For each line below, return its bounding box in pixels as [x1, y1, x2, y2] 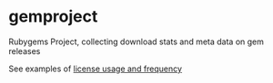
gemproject [8, 6, 98, 27]
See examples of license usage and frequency [8, 63, 183, 74]
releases [8, 45, 41, 56]
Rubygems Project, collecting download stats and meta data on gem [8, 36, 265, 47]
